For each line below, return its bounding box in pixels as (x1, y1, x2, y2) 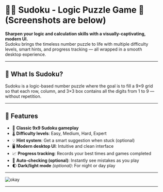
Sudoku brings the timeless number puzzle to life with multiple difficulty (5, 41, 148, 47)
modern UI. (5, 36, 28, 42)
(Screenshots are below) (5, 15, 106, 26)
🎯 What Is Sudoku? (5, 70, 64, 78)
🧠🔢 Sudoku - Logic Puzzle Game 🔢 (5, 4, 145, 16)
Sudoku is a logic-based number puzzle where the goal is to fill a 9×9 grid (5, 83, 153, 89)
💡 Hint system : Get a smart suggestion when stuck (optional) (12, 137, 135, 143)
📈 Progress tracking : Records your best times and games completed (12, 150, 151, 156)
